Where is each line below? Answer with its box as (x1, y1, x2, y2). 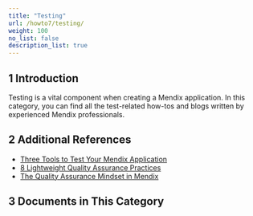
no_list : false (8, 34, 59, 43)
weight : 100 (8, 26, 48, 35)
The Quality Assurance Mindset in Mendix (19, 171, 159, 181)
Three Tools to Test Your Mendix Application (19, 154, 167, 164)
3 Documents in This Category (8, 194, 165, 209)
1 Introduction (8, 71, 79, 85)
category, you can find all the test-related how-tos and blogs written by (8, 101, 245, 111)
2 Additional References (8, 133, 132, 147)
